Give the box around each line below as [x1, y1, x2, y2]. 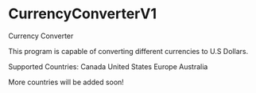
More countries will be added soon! [8, 77, 125, 87]
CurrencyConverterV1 [8, 5, 157, 23]
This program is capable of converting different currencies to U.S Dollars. [8, 46, 249, 56]
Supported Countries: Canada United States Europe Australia [8, 61, 208, 72]
